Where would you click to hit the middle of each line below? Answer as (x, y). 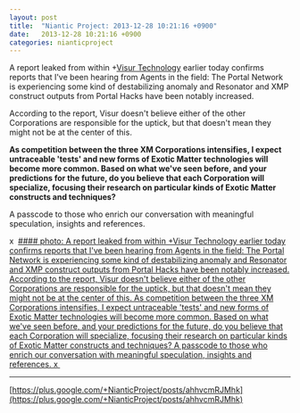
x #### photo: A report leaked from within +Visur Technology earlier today (147, 241)
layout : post (33, 17)
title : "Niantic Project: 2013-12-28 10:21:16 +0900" (113, 26)
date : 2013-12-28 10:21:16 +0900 (75, 34)
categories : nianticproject (62, 42)
